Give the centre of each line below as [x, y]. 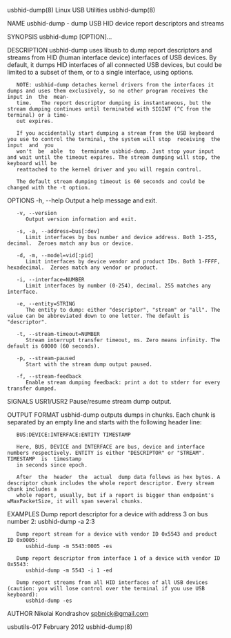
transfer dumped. [32, 388]
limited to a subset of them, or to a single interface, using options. [101, 72]
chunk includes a [32, 489]
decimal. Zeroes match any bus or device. [71, 243]
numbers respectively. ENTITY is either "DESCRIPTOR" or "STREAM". [106, 453]
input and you [30, 145]
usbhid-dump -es [49, 601]
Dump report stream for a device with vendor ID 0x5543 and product [117, 534]
